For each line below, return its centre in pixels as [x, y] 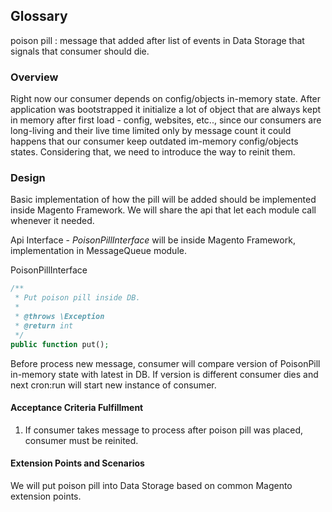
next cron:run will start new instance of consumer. [113, 385]
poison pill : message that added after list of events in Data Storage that [157, 40]
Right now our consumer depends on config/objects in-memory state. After [166, 99]
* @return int [44, 325]
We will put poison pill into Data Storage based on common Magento [151, 485]
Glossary [39, 16]
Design [28, 178]
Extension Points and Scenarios [77, 463]
